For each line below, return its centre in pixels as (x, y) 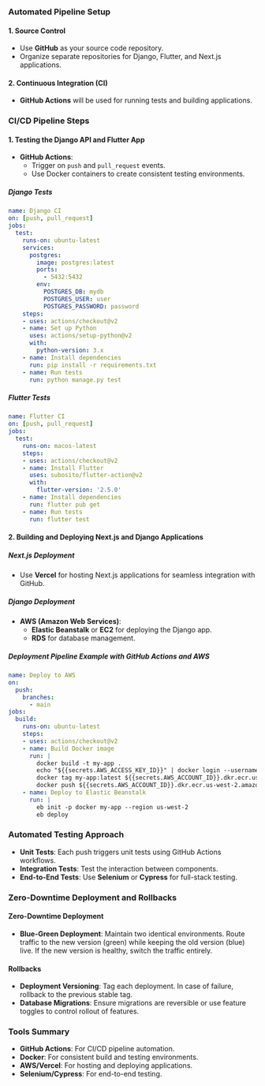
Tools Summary (39, 1032)
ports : (47, 270)
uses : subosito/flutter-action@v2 (86, 476)
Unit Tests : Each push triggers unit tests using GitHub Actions (120, 852)
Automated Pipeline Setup (60, 12)
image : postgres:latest (75, 263)
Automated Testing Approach (66, 834)
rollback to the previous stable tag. (76, 995)
